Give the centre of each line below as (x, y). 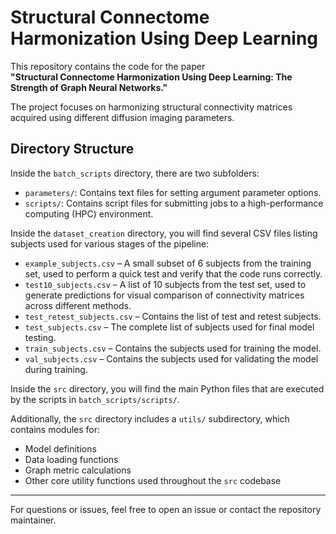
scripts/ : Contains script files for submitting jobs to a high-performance (174, 203)
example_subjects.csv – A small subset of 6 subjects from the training (168, 263)
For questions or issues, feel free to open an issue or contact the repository (166, 509)
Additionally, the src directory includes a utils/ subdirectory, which (150, 418)
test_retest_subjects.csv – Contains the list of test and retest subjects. (173, 316)
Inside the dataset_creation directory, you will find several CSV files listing (164, 233)
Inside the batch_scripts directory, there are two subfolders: (135, 173)
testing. (40, 337)
